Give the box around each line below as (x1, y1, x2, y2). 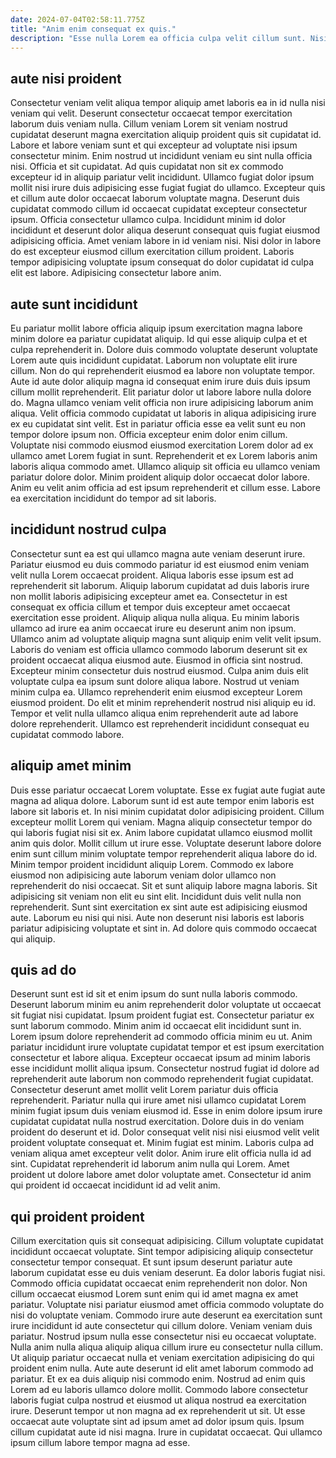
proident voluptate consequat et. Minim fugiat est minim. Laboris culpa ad (10, 1137, 315, 1149)
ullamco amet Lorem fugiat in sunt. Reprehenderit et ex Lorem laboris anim (10, 450, 318, 461)
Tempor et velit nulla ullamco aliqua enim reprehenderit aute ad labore (10, 707, 299, 719)
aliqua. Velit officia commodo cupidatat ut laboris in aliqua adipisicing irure (10, 407, 317, 419)
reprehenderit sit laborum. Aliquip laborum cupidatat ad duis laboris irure (10, 579, 310, 591)
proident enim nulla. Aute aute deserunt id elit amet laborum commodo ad (10, 1362, 314, 1375)
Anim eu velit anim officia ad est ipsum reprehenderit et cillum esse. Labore (10, 482, 321, 493)
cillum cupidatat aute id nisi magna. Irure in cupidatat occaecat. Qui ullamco (10, 1426, 323, 1438)
